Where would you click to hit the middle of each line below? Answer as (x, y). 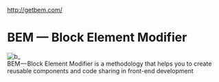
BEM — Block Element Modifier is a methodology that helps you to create (109, 64)
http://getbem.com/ (35, 10)
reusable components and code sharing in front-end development (100, 70)
